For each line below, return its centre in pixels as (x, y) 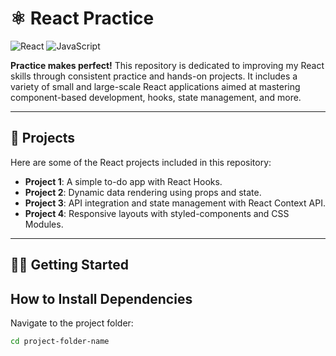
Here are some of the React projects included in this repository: (141, 162)
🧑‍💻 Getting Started (69, 265)
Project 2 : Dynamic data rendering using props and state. (143, 192)
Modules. (44, 224)
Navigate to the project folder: (72, 323)
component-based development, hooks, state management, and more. (156, 97)
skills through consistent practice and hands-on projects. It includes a (154, 76)
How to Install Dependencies (101, 298)
